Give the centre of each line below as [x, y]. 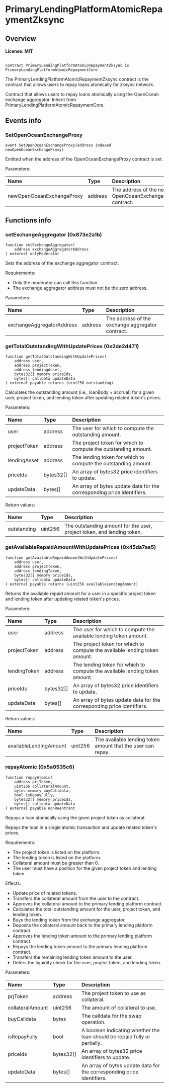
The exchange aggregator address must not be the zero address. [80, 288]
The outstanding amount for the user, [108, 526]
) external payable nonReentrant [40, 808]
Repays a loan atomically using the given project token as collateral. [75, 817]
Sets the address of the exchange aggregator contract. [62, 263]
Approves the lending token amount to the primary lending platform [82, 936]
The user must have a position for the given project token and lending [84, 868]
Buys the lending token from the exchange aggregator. [69, 919]
